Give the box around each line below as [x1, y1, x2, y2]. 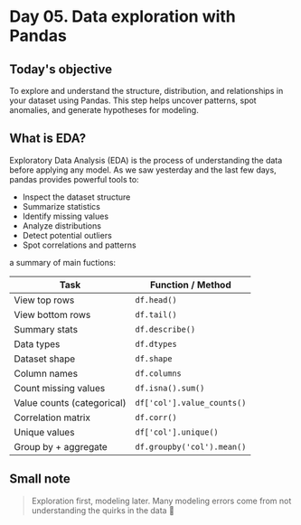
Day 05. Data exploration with [9, 6, 237, 27]
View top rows [14, 294, 75, 306]
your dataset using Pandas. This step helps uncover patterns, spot [9, 95, 257, 106]
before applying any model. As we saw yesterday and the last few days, [9, 164, 277, 175]
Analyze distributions [22, 220, 102, 231]
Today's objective [9, 61, 113, 77]
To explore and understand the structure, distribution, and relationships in [9, 86, 284, 96]
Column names [14, 367, 79, 380]
